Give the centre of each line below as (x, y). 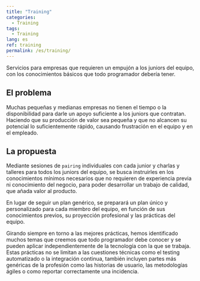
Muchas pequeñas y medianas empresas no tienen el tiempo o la (86, 107)
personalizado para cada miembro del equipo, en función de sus (86, 209)
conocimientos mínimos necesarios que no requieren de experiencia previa (99, 178)
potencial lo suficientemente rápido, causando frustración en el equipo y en (100, 126)
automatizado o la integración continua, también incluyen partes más (91, 259)
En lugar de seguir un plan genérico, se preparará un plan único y (87, 203)
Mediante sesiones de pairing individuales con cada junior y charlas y (93, 166)
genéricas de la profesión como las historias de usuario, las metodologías (97, 265)
